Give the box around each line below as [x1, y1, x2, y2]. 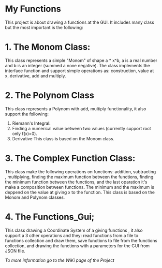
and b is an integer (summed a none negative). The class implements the [5, 62, 150, 68]
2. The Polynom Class [5, 90, 94, 101]
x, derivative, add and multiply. [5, 73, 66, 78]
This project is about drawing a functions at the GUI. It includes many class [5, 19, 155, 25]
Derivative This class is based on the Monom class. [12, 135, 115, 141]
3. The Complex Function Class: [5, 153, 135, 164]
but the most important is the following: [5, 24, 83, 30]
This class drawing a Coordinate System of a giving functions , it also [5, 227, 143, 233]
